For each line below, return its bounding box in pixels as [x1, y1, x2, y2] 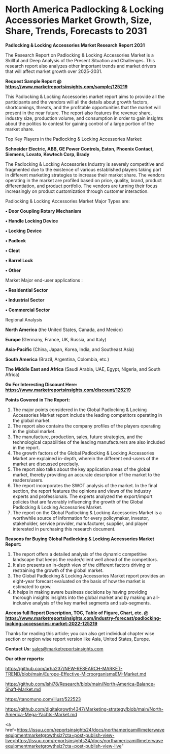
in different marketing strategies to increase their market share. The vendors [5, 172, 165, 178]
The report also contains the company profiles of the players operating [12, 422, 161, 429]
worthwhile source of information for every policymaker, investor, [12, 515, 149, 521]
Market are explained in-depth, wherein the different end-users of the [12, 455, 159, 461]
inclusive [12, 599, 31, 606]
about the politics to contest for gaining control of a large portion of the [5, 120, 154, 127]
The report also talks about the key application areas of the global [12, 466, 151, 472]
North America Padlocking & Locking [5, 4, 164, 15]
